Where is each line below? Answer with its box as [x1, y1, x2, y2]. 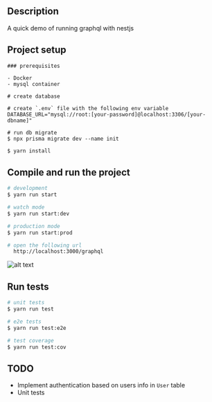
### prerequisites [7, 62, 60, 69]
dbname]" [7, 117, 33, 124]
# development [7, 185, 48, 192]
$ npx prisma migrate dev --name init [7, 135, 119, 142]
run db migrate [13, 129, 58, 136]
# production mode [7, 222, 60, 229]
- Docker [7, 74, 33, 82]
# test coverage [7, 337, 54, 344]
